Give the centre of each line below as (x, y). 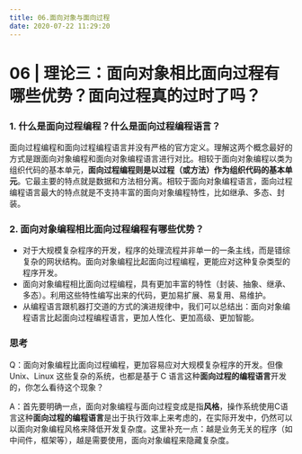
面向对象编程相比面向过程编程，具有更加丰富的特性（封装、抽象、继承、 (156, 284)
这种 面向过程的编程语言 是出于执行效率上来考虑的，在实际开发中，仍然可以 (155, 417)
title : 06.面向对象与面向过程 (60, 18)
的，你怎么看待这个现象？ (57, 387)
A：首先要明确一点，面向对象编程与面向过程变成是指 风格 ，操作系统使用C (145, 406)
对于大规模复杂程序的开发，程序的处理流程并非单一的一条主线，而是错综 (156, 250)
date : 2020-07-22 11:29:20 (60, 26)
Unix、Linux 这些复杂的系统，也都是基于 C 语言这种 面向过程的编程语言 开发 (148, 376)
